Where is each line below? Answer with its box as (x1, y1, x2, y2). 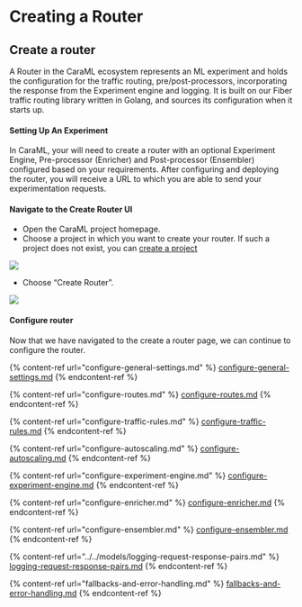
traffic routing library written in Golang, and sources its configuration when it (9, 95, 293, 105)
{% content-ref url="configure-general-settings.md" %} (9, 362, 218, 373)
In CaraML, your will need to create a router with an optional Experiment (9, 145, 276, 156)
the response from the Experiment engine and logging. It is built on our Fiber (9, 86, 293, 95)
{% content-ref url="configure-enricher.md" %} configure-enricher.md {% (9, 497, 286, 508)
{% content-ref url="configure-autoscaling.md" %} (9, 443, 199, 454)
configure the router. (9, 344, 85, 355)
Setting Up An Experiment (9, 124, 109, 136)
